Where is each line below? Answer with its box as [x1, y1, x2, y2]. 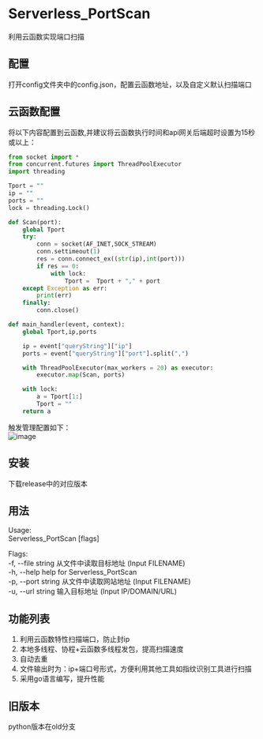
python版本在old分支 [8, 722, 77, 731]
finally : [22, 299, 51, 307]
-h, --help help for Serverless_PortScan [8, 568, 137, 577]
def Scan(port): [8, 218, 62, 226]
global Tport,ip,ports [22, 328, 97, 336]
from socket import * [8, 153, 80, 161]
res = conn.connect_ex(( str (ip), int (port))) [36, 255, 186, 263]
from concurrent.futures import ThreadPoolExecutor [8, 160, 182, 168]
